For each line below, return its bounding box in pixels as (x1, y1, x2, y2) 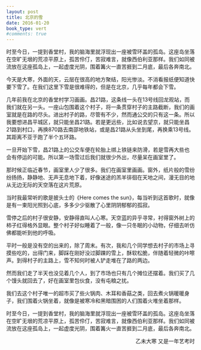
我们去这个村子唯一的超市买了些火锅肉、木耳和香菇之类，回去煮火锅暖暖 (6, 290, 184, 297)
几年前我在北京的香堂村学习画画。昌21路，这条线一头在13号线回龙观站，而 (6, 96, 190, 104)
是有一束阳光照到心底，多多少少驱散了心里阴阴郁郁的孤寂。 (6, 202, 153, 209)
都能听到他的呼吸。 (11, 229, 59, 236)
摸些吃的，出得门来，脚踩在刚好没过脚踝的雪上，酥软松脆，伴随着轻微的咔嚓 (6, 249, 195, 257)
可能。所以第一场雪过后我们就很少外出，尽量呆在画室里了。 (32, 154, 179, 161)
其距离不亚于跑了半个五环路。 (6, 133, 80, 141)
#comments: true (6, 31, 47, 37)
